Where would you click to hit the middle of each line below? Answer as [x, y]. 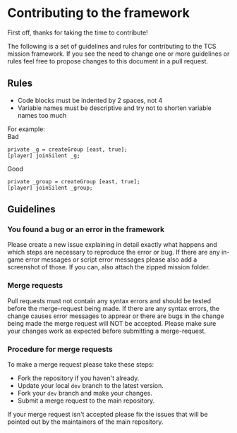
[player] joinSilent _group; [50, 188]
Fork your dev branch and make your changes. [85, 394]
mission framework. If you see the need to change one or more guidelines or [119, 54]
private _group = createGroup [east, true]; [74, 181]
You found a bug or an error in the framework [86, 229]
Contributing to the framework [99, 13]
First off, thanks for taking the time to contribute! [78, 32]
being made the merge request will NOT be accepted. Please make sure [112, 323]
